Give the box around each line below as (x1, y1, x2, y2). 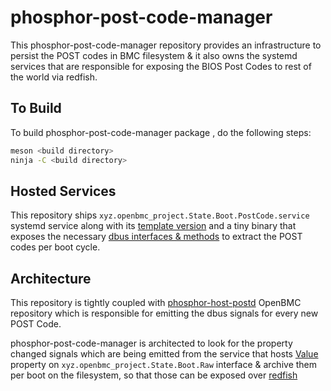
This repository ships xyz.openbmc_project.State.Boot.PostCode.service (10, 209, 310, 221)
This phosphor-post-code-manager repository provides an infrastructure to (10, 39, 322, 51)
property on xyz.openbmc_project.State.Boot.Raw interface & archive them (10, 359, 318, 371)
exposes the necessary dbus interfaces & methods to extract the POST (10, 231, 303, 243)
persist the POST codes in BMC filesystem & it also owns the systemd (10, 49, 298, 61)
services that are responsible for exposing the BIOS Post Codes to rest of (10, 60, 312, 72)
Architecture (10, 270, 92, 287)
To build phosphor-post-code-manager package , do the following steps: (10, 126, 312, 138)
